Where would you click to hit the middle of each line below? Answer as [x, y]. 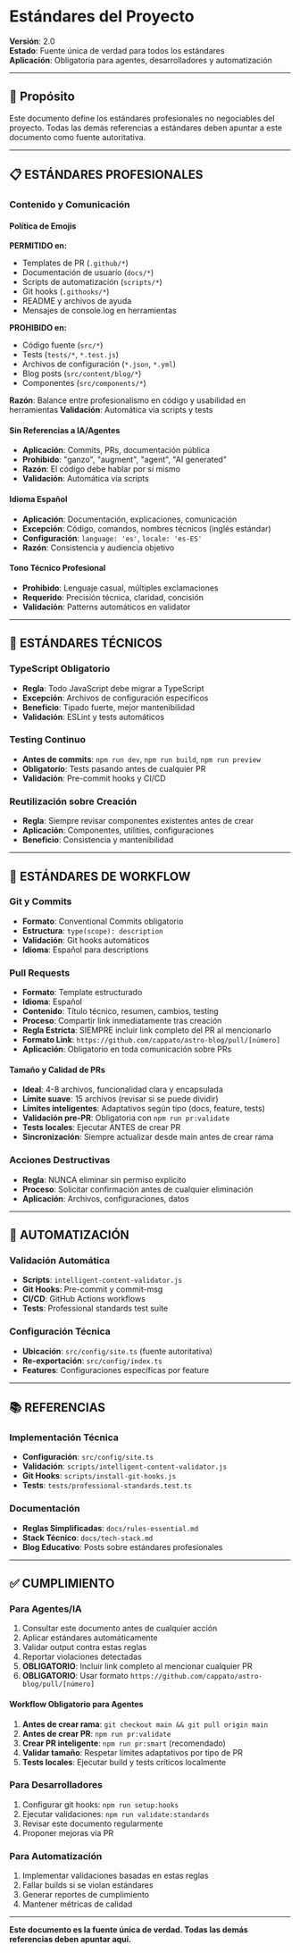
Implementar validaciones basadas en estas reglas [115, 1876]
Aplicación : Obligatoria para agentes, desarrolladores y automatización [141, 60]
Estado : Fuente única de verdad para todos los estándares [117, 50]
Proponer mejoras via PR [68, 1832]
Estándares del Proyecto [102, 17]
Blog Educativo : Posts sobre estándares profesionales [122, 1546]
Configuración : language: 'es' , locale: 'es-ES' [112, 538]
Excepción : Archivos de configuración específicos [115, 698]
